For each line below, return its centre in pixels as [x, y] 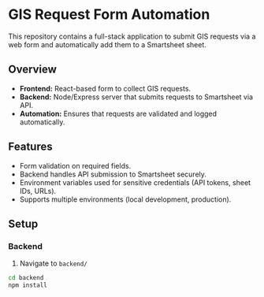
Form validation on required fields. [75, 165]
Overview [33, 70]
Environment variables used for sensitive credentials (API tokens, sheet [135, 182]
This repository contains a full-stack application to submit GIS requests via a [132, 36]
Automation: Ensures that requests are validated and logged [118, 113]
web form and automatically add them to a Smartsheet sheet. [107, 44]
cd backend [26, 278]
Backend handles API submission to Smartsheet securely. [113, 174]
